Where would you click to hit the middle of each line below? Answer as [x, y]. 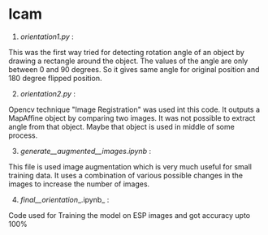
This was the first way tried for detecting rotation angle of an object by [127, 52]
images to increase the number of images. [79, 184]
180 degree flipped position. [55, 78]
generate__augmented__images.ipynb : [86, 151]
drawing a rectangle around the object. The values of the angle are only [128, 61]
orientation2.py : [48, 93]
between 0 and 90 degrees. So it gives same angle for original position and [134, 69]
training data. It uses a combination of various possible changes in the [126, 175]
